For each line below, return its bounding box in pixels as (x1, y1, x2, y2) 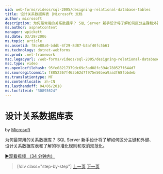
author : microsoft (5, 16, 42, 21)
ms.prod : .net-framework (5, 52, 55, 57)
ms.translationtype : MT (5, 75, 53, 79)
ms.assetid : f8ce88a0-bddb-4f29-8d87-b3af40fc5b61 (5, 43, 110, 48)
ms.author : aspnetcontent (5, 25, 57, 30)
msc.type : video (5, 61, 38, 66)
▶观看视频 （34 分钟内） (5, 153, 55, 159)
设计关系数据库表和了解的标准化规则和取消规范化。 (5, 143, 107, 149)
